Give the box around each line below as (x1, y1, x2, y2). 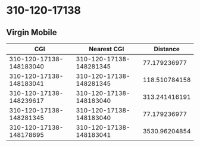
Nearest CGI (89, 45, 124, 53)
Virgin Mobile (6, 27, 57, 37)
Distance (154, 45, 180, 53)
